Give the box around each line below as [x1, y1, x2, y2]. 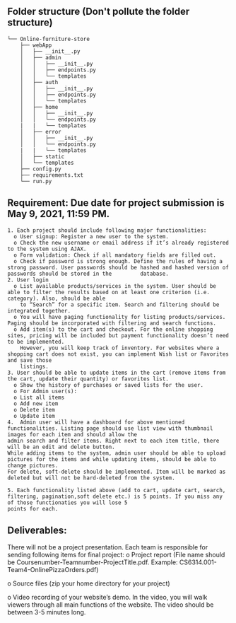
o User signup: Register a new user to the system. [13, 233, 170, 240]
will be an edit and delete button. [7, 443, 115, 450]
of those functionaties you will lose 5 [7, 499, 129, 506]
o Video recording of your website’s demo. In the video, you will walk [7, 593, 208, 602]
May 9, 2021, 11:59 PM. [7, 208, 110, 220]
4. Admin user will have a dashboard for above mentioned [7, 419, 185, 426]
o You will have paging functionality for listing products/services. [13, 313, 226, 320]
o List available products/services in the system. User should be [13, 282, 217, 289]
